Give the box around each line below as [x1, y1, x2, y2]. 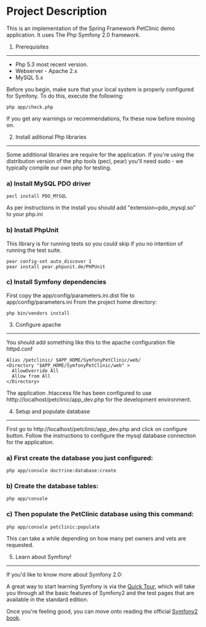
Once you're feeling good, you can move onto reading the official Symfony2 [6, 607, 198, 615]
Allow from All [12, 373, 51, 379]
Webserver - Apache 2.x [15, 67, 78, 74]
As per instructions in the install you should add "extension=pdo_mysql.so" [6, 204, 196, 211]
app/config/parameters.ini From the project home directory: [6, 298, 158, 305]
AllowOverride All [12, 367, 59, 374]
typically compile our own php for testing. [6, 164, 112, 171]
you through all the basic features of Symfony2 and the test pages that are [6, 589, 194, 596]
